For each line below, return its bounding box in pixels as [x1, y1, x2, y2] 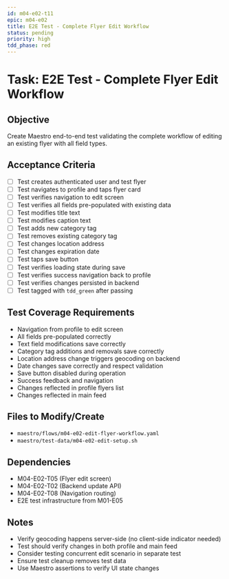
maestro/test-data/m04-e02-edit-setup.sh [17, 438, 138, 445]
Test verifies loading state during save [17, 263, 126, 271]
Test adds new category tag [17, 224, 97, 233]
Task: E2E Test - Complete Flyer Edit [7, 72, 219, 87]
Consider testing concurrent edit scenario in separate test [17, 549, 182, 558]
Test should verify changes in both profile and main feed [17, 542, 177, 550]
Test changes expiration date [17, 247, 100, 255]
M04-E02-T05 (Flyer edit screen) [17, 474, 112, 483]
